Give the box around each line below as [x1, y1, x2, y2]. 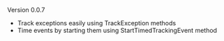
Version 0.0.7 [7, 6, 45, 14]
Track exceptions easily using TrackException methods [17, 19, 177, 27]
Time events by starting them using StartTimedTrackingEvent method [17, 27, 218, 34]
